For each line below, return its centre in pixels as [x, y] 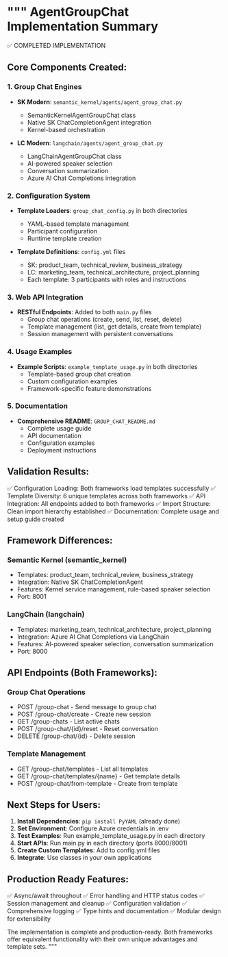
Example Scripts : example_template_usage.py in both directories [107, 366]
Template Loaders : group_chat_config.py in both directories [102, 210]
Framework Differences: [60, 540]
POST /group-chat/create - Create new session [84, 714]
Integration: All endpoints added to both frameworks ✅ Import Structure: [109, 503]
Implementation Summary [83, 26]
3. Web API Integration [45, 297]
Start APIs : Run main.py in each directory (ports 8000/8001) [102, 843]
